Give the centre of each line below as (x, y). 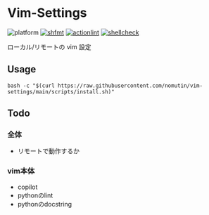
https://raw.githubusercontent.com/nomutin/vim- (130, 86)
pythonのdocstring (45, 204)
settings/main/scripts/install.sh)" (61, 92)
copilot (27, 187)
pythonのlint (35, 195)
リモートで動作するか (48, 151)
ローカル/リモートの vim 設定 (49, 46)
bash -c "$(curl (31, 86)
